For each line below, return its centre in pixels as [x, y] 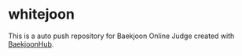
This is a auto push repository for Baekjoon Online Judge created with [121, 36]
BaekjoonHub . [31, 44]
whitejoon [41, 14]
